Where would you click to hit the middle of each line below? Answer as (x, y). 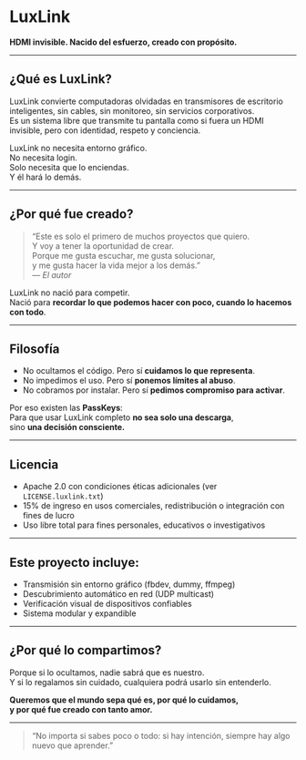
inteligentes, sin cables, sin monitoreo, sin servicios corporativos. (132, 110)
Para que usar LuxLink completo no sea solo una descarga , (122, 417)
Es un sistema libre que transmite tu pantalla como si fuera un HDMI (137, 120)
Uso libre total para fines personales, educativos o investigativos (144, 525)
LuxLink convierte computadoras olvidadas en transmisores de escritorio (147, 101)
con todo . (28, 312)
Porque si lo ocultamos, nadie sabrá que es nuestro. (107, 673)
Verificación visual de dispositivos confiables (107, 604)
